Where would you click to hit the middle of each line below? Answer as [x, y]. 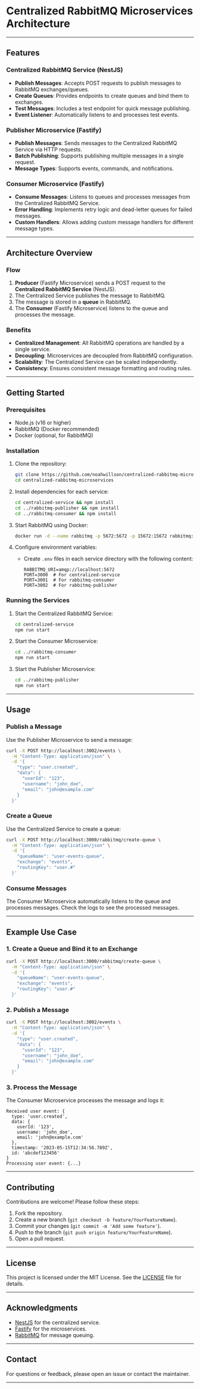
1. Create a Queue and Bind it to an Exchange [72, 949]
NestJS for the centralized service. [57, 1322]
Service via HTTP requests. [48, 149]
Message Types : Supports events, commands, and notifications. [94, 168]
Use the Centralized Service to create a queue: [64, 829]
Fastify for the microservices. [51, 1329]
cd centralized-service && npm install [64, 502]
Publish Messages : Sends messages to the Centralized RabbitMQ [96, 143]
